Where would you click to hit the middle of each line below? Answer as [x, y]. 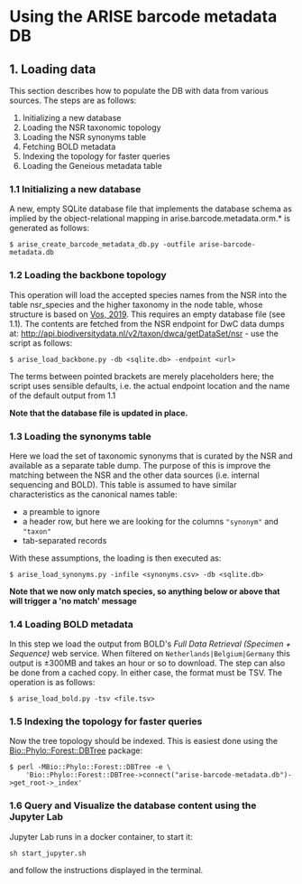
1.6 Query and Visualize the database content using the [133, 805]
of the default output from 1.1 [63, 395]
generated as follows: [50, 228]
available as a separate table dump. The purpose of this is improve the [140, 465]
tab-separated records [64, 540]
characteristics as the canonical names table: [93, 494]
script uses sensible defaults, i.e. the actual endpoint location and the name [150, 386]
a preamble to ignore [61, 511]
